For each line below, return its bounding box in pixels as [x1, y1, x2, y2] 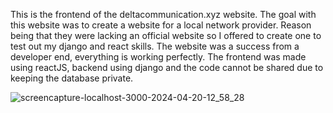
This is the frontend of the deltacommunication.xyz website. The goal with [10, 9, 317, 20]
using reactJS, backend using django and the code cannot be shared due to [10, 62, 324, 73]
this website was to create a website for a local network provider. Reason [10, 19, 312, 31]
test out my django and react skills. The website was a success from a [10, 40, 300, 52]
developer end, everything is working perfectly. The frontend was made [10, 51, 307, 63]
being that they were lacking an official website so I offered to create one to [10, 30, 322, 41]
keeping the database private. [10, 72, 134, 84]
